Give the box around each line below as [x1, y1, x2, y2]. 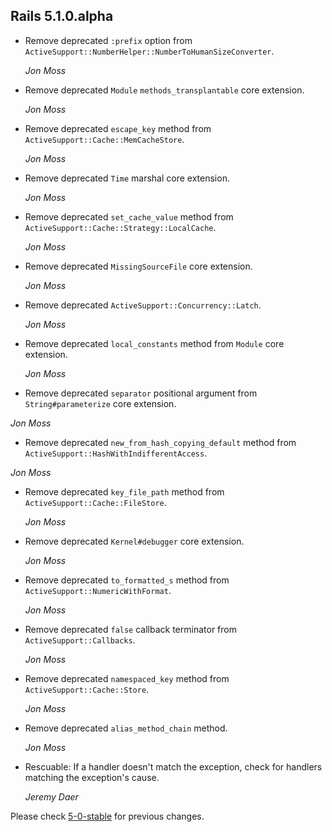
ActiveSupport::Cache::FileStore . [24, 496, 167, 508]
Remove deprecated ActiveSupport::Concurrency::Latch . [24, 299, 262, 311]
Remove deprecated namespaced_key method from [24, 672, 230, 684]
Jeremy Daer [24, 790, 79, 803]
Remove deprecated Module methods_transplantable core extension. [24, 84, 305, 96]
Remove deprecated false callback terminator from [24, 623, 237, 635]
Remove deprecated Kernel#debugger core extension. [24, 535, 245, 547]
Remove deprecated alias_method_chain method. [24, 722, 228, 734]
